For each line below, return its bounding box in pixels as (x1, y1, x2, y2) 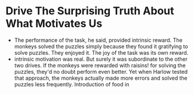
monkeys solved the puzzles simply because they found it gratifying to (14, 43, 189, 50)
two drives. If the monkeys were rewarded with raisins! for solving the (14, 61, 186, 69)
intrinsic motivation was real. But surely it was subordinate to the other (14, 55, 188, 62)
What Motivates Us (5, 17, 103, 30)
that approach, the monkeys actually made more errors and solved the (14, 74, 187, 82)
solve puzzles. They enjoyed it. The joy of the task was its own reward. (14, 49, 189, 56)
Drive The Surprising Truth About (5, 4, 174, 18)
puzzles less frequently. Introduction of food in (14, 80, 130, 87)
